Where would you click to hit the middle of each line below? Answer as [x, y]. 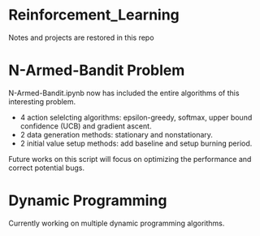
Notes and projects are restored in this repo [81, 37]
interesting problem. [42, 101]
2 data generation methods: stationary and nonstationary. [117, 134]
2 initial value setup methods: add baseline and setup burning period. [136, 143]
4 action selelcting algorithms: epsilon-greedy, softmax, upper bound [136, 117]
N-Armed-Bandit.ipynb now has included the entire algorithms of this [124, 93]
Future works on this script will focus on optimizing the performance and [130, 159]
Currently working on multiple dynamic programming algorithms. [117, 223]
